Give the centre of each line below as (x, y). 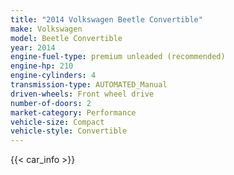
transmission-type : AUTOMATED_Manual (89, 85)
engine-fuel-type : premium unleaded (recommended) (118, 57)
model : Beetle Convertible (66, 38)
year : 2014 (33, 47)
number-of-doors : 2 (51, 103)
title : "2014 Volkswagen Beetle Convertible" (106, 19)
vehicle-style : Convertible (69, 131)
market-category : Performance (73, 112)
